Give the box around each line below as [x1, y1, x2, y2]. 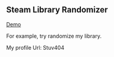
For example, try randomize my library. [6, 32, 102, 40]
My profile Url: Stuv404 [6, 44, 65, 51]
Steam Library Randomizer [6, 5, 108, 15]
